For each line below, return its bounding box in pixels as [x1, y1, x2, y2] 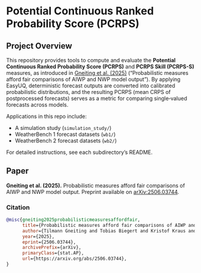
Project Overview [6, 41, 72, 51]
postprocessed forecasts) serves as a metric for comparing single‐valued [6, 95, 187, 102]
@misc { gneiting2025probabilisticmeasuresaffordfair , [6, 217, 141, 223]
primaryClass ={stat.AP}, [22, 250, 84, 256]
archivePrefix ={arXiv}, [22, 244, 82, 251]
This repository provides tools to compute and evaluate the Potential [6, 57, 176, 63]
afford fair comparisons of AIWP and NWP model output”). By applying [6, 76, 181, 83]
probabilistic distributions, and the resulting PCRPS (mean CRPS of [6, 89, 171, 95]
